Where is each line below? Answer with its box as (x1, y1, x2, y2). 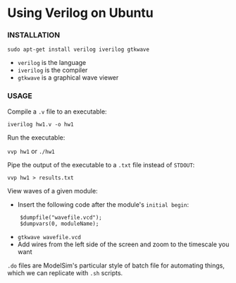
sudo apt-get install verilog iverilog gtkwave (7, 46, 150, 54)
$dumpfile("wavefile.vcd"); (20, 214, 102, 221)
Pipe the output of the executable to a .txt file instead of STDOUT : (7, 160, 195, 169)
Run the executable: (7, 133, 66, 142)
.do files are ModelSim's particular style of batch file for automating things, (7, 261, 225, 270)
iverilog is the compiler (17, 66, 88, 75)
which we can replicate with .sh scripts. (7, 268, 123, 277)
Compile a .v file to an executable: (7, 107, 107, 116)
